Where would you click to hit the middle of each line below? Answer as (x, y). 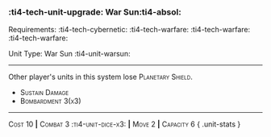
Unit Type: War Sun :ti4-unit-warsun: (69, 54)
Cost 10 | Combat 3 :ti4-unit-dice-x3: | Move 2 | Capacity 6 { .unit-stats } (125, 124)
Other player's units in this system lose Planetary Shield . (101, 77)
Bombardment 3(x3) (51, 101)
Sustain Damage (44, 93)
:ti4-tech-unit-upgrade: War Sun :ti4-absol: (95, 12)
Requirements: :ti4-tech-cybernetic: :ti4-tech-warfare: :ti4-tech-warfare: (129, 30)
